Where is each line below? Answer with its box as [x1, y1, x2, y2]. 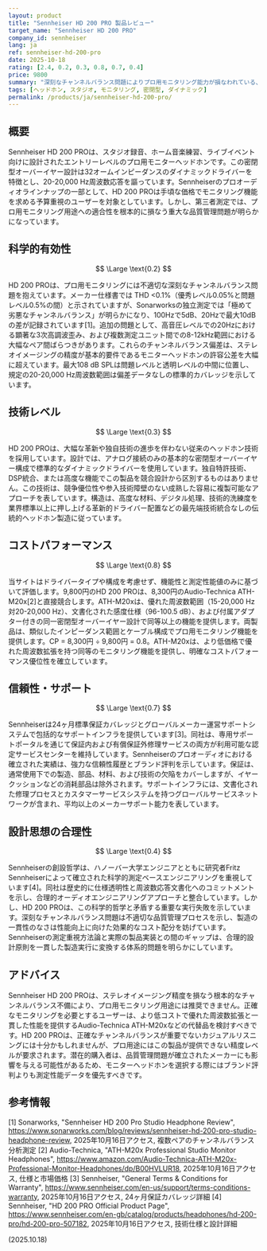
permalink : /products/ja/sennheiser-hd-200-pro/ [8, 93, 172, 101]
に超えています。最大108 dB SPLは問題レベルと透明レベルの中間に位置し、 [8, 360, 253, 369]
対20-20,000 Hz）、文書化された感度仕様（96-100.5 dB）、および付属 [8, 606, 234, 616]
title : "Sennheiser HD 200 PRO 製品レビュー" [8, 19, 155, 27]
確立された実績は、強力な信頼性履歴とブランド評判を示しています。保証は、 [8, 759, 258, 769]
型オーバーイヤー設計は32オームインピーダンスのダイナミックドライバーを [8, 167, 253, 177]
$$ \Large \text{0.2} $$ [95, 263, 172, 273]
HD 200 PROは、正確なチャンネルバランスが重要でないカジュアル [21, 1030, 236, 1039]
